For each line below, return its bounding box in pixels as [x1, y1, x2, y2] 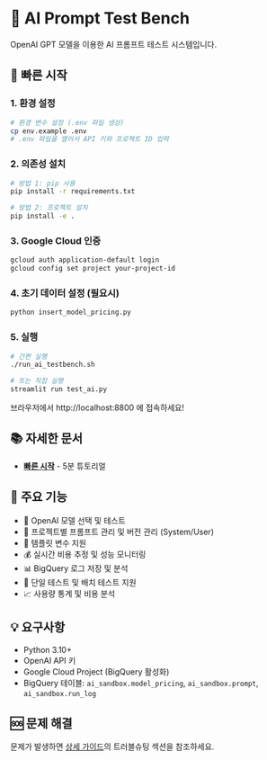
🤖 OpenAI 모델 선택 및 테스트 [22, 514, 126, 525]
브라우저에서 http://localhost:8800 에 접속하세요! [10, 402, 185, 413]
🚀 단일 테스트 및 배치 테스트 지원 [22, 577, 138, 587]
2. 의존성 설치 [10, 157, 67, 170]
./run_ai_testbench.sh [10, 360, 95, 370]
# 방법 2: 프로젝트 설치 [10, 203, 88, 212]
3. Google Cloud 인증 [10, 234, 102, 246]
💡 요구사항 [10, 620, 66, 635]
